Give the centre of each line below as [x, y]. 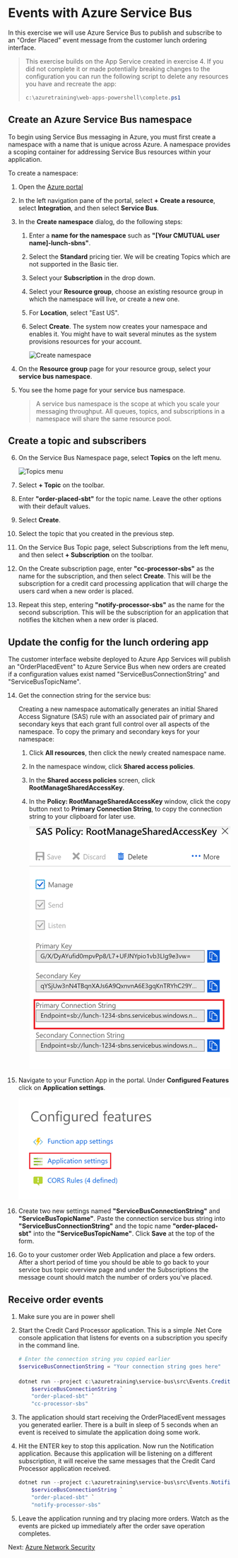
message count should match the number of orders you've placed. [115, 1277]
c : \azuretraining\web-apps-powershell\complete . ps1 [103, 98]
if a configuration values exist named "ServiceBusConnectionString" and [114, 674]
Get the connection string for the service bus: [84, 696]
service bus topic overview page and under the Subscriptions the [113, 1270]
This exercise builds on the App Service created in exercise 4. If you [124, 61]
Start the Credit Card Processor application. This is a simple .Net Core [120, 1330]
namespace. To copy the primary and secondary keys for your [109, 732]
